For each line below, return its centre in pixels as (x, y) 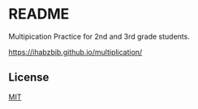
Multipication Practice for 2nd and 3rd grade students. (99, 36)
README (39, 14)
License (29, 78)
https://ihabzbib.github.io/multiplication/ (75, 52)
